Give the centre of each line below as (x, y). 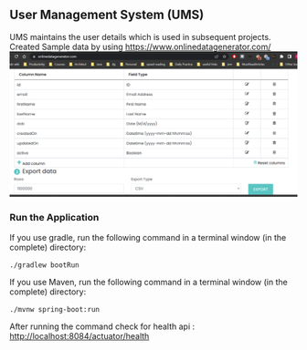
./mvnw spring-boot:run (55, 309)
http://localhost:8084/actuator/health (79, 335)
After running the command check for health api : (102, 326)
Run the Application (54, 218)
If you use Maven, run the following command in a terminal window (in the (148, 282)
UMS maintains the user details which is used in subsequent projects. (140, 36)
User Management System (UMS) (107, 15)
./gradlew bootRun (44, 265)
